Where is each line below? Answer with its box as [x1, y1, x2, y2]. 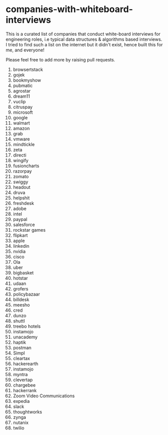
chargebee [13, 382, 36, 388]
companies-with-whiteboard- [6, 4, 133, 15]
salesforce [13, 222, 35, 228]
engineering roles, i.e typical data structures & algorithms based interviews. [6, 36, 162, 42]
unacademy [13, 334, 38, 340]
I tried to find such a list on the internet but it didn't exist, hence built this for [6, 41, 163, 47]
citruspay [13, 104, 33, 110]
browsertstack [13, 66, 43, 72]
